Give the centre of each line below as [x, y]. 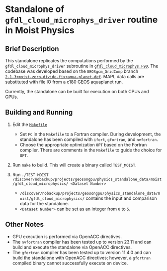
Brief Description [32, 49]
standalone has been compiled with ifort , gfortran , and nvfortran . [89, 139]
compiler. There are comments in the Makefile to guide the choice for [91, 150]
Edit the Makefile [30, 124]
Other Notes [24, 224]
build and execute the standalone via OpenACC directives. [72, 247]
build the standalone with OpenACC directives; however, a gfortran [81, 258]
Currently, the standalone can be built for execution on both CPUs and [77, 91]
